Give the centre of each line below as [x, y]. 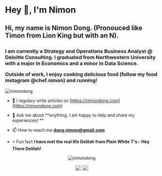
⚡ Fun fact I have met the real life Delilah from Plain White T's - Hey [81, 141]
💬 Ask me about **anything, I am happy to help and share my [73, 115]
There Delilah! [27, 148]
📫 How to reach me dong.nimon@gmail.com [58, 130]
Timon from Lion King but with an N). [62, 35]
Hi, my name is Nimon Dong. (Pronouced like [74, 28]
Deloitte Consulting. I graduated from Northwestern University [80, 57]
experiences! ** [28, 120]
